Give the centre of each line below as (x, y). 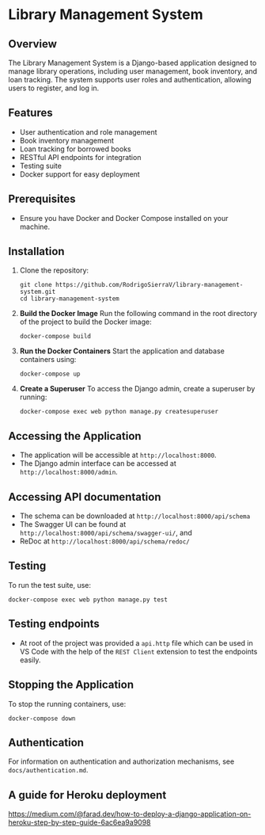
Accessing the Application (75, 436)
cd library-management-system (70, 299)
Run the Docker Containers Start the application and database (122, 351)
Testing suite (40, 166)
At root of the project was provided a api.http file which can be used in (136, 642)
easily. (30, 660)
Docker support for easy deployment (79, 174)
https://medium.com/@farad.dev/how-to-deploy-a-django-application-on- (130, 814)
